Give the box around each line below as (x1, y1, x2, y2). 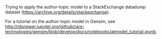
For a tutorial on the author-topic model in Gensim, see (5, 19, 116, 24)
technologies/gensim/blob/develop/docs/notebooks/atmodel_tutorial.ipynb (5, 29, 156, 34)
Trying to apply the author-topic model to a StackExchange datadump (5, 4, 146, 10)
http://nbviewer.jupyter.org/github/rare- (5, 24, 85, 29)
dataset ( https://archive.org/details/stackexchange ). (5, 9, 110, 15)
